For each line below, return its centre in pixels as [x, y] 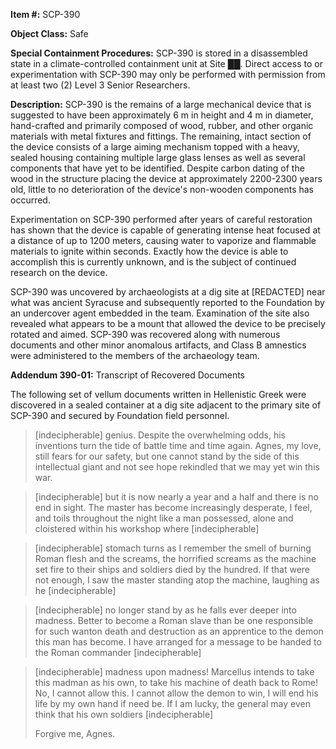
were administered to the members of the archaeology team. [135, 355]
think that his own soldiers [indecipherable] [123, 714]
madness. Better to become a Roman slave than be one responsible [174, 620]
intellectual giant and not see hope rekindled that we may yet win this [177, 467]
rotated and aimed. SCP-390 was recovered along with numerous [145, 334]
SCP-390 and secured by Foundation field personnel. [120, 415]
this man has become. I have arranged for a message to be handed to [178, 642]
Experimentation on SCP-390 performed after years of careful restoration [161, 219]
